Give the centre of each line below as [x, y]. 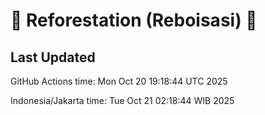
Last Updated [53, 57]
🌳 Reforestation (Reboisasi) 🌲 [134, 20]
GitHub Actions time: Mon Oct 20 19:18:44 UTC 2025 [119, 81]
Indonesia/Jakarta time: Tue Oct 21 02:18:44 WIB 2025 [122, 100]
